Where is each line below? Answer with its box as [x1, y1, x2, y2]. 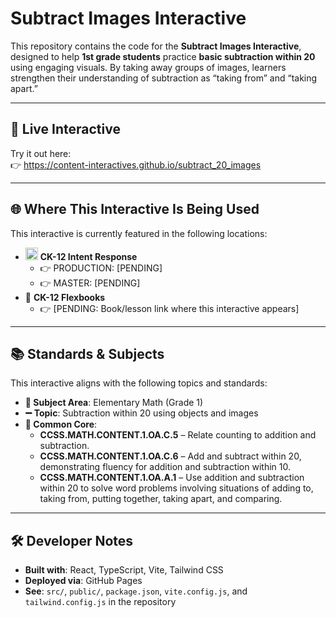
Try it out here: [10, 147, 72, 159]
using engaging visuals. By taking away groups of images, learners [10, 61, 287, 73]
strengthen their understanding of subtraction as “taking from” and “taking [10, 72, 318, 84]
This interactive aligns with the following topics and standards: [10, 377, 268, 389]
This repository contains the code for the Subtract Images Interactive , [10, 40, 302, 52]
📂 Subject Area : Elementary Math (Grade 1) [24, 397, 204, 409]
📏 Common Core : [24, 418, 98, 431]
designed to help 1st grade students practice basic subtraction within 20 [10, 50, 316, 62]
